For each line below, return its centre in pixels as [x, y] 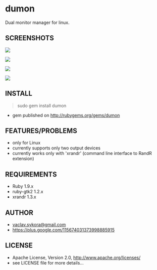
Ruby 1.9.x [23, 186]
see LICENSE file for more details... [48, 263]
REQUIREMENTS [31, 174]
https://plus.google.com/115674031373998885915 [63, 230]
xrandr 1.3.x [24, 197]
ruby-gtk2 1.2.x [28, 192]
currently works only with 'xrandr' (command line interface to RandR [82, 153]
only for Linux [26, 143]
